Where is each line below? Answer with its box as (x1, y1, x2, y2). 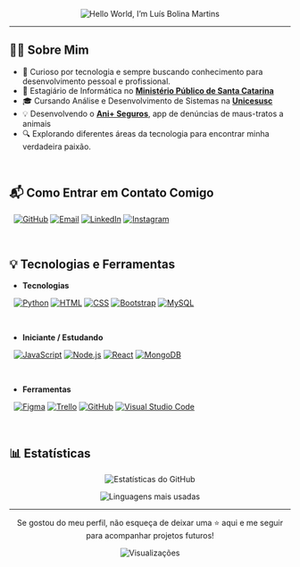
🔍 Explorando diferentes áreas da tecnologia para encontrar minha (21, 128, 270, 138)
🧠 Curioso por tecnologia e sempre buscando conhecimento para (21, 66, 263, 77)
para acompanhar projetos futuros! (86, 530, 214, 541)
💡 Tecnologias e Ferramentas (9, 257, 176, 272)
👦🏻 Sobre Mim (9, 43, 89, 58)
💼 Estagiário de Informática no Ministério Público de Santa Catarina (21, 85, 274, 96)
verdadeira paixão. (21, 141, 92, 152)
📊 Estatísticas (9, 446, 91, 461)
